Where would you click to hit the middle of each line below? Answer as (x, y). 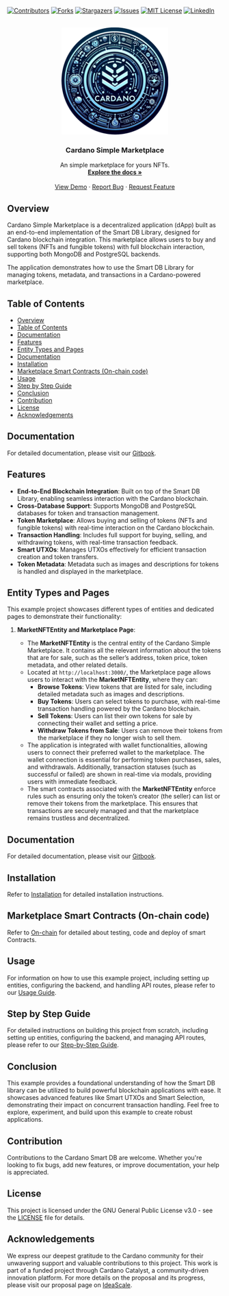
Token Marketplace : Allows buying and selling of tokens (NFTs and (112, 520)
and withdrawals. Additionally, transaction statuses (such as (112, 767)
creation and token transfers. (58, 556)
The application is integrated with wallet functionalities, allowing (117, 745)
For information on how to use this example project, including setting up (108, 978)
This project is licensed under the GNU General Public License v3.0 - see (110, 1210)
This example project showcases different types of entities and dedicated (110, 609)
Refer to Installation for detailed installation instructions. (85, 894)
